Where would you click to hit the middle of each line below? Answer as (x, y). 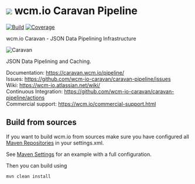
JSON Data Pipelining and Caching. (49, 61)
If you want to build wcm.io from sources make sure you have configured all (97, 136)
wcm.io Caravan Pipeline (76, 11)
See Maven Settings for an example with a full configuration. (79, 154)
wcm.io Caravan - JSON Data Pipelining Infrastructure (71, 38)
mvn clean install (28, 176)
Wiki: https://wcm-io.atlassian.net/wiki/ (53, 85)
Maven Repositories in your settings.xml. (55, 143)
